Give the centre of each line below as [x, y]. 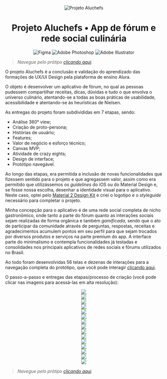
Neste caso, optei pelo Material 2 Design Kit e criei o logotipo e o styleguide [83, 195]
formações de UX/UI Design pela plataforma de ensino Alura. [68, 77]
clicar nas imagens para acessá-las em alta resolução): [62, 282]
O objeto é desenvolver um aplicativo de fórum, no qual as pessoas [74, 86]
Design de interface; [33, 159]
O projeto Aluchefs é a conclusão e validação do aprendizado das [73, 71]
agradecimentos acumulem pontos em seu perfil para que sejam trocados [81, 231]
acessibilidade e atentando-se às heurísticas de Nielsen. [63, 102]
